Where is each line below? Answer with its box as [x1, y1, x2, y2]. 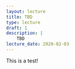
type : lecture [6, 19, 41, 25]
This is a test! [6, 57, 39, 64]
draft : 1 [6, 25, 28, 31]
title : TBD [6, 14, 33, 20]
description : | [6, 30, 43, 36]
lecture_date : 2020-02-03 [6, 42, 69, 47]
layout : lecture [6, 8, 46, 15]
